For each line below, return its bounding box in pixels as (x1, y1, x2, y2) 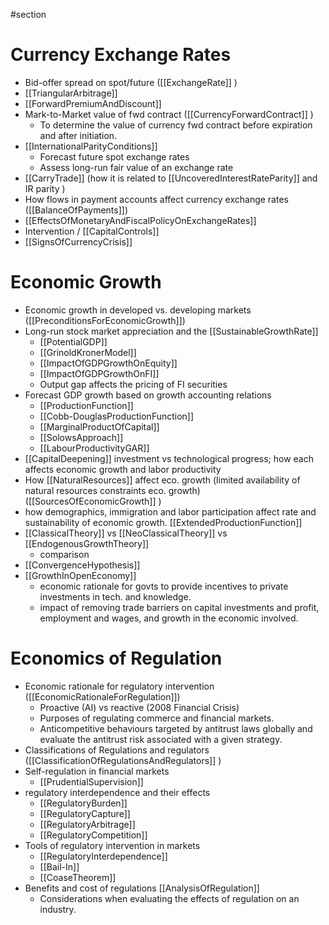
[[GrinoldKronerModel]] (39, 346, 137, 358)
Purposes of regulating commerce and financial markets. (39, 712, 275, 724)
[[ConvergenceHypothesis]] (24, 559, 141, 571)
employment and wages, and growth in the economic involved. (39, 612, 299, 624)
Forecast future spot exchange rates (39, 150, 190, 163)
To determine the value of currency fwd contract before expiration (39, 119, 313, 131)
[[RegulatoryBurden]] (39, 797, 128, 809)
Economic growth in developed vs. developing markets (24, 304, 252, 316)
